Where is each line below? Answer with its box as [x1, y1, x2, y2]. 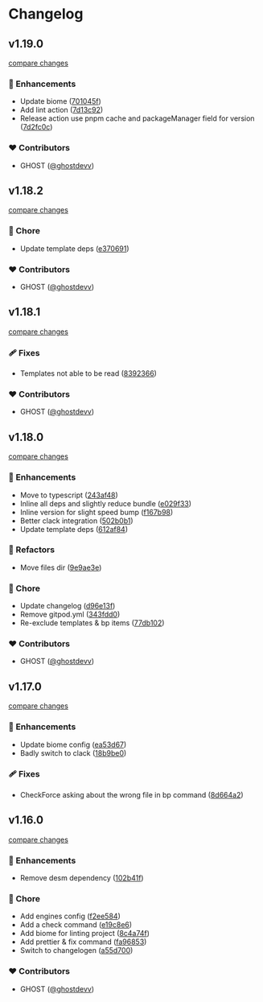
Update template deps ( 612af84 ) [19, 524, 129, 534]
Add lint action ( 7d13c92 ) [19, 105, 104, 115]
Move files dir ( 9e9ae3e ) [19, 563, 102, 572]
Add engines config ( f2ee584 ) [19, 911, 121, 922]
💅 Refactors [8, 544, 55, 555]
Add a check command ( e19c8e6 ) [19, 920, 133, 930]
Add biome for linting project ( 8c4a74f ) [19, 929, 150, 938]
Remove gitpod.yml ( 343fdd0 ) [19, 609, 121, 620]
